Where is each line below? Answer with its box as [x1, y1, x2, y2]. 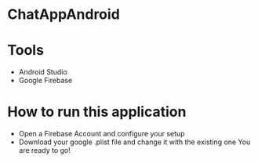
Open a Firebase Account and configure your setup [18, 129, 185, 139]
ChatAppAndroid [7, 5, 121, 24]
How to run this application [7, 103, 187, 121]
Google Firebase [18, 76, 73, 85]
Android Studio [18, 67, 67, 77]
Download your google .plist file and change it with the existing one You [18, 137, 251, 147]
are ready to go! [18, 146, 71, 155]
